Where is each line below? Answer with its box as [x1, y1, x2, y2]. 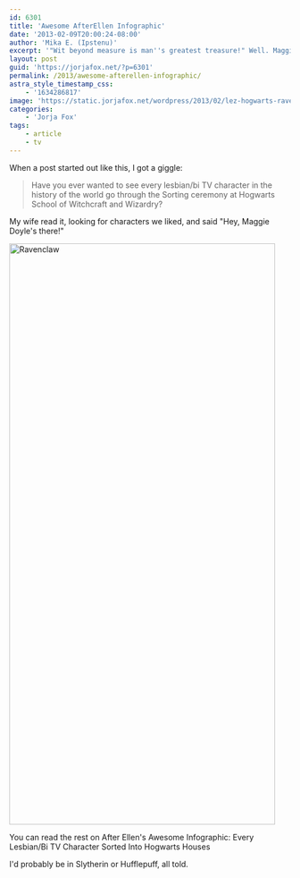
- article [25, 130, 62, 139]
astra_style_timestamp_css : [9, 80, 114, 89]
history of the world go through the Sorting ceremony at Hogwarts [30, 189, 275, 199]
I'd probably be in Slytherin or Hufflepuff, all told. [9, 858, 189, 869]
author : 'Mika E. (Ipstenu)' [9, 38, 118, 47]
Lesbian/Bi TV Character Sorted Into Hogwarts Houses [9, 841, 211, 852]
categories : [9, 105, 54, 114]
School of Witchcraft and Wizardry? [30, 198, 163, 209]
